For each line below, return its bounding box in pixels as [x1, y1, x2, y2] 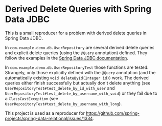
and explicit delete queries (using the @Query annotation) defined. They [5, 50, 148, 56]
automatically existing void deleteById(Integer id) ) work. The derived [5, 75, 149, 81]
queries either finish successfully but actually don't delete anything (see [5, 80, 151, 86]
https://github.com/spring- [85, 110, 139, 116]
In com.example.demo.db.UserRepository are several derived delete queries [5, 44, 155, 50]
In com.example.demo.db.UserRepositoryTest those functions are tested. [5, 64, 149, 70]
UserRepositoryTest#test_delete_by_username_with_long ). [5, 101, 122, 106]
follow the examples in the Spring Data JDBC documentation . [5, 55, 129, 61]
